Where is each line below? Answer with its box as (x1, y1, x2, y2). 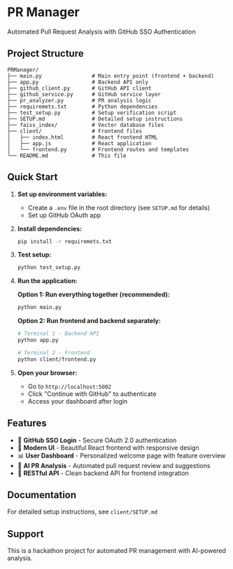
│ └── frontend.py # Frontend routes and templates (7, 146, 190, 153)
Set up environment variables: (17, 190, 108, 198)
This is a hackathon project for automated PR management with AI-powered (7, 547, 226, 555)
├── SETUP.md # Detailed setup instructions (7, 115, 183, 123)
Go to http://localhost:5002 (27, 382, 112, 390)
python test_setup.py (17, 264, 80, 271)
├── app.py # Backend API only (7, 78, 149, 85)
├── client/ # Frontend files (7, 128, 142, 135)
